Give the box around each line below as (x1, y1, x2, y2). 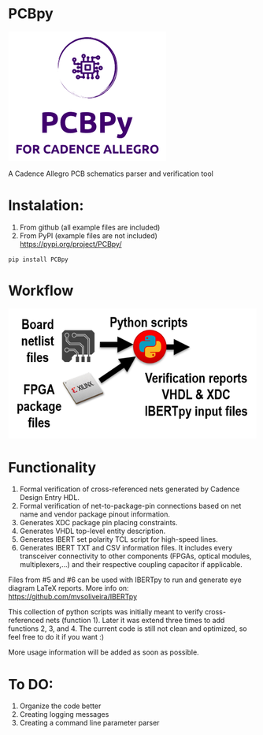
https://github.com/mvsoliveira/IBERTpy (8, 592, 138, 602)
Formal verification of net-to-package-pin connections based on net (19, 502, 242, 511)
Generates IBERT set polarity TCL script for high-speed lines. (19, 535, 218, 544)
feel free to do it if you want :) (8, 632, 105, 642)
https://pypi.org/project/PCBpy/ (19, 239, 122, 248)
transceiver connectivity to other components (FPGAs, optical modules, (19, 551, 252, 561)
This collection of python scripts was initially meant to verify (8, 607, 203, 617)
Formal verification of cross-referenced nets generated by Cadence (19, 484, 240, 494)
